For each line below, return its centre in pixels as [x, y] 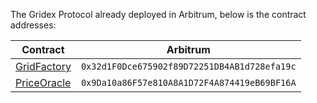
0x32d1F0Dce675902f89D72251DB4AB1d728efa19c [188, 66]
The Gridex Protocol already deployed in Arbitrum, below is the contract [158, 14]
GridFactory [43, 66]
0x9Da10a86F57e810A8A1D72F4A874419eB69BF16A [188, 82]
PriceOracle [43, 82]
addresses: [33, 25]
